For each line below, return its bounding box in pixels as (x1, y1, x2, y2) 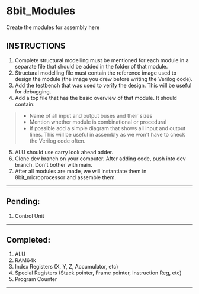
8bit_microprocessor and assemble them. (14, 173, 117, 181)
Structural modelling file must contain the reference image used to (14, 69, 176, 76)
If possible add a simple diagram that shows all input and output (29, 124, 186, 131)
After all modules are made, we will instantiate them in (14, 167, 147, 175)
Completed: (6, 235, 51, 245)
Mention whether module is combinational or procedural (29, 118, 167, 125)
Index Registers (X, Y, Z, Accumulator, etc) (14, 263, 118, 270)
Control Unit (14, 212, 44, 219)
